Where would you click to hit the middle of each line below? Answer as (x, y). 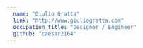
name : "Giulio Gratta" (46, 14)
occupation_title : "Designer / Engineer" (75, 27)
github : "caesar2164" (45, 34)
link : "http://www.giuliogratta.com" (69, 20)
